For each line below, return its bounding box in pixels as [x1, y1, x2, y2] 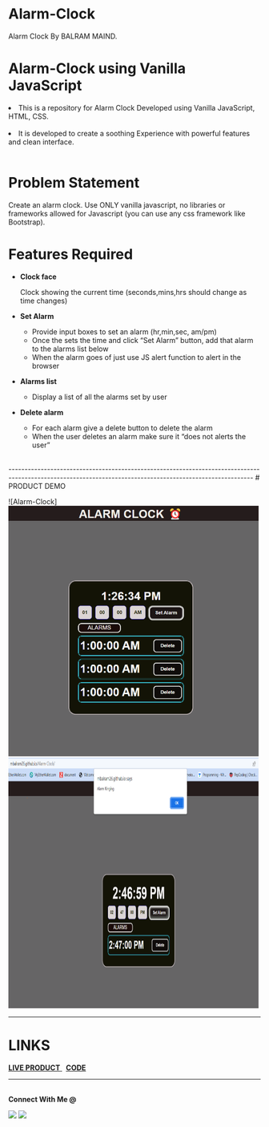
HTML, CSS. [8, 111, 50, 121]
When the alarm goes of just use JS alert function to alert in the [31, 352, 242, 362]
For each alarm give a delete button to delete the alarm [31, 422, 214, 433]
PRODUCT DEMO [8, 481, 66, 491]
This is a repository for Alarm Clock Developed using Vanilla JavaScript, [18, 103, 255, 112]
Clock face [19, 272, 58, 281]
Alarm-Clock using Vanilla [8, 59, 187, 78]
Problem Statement [8, 174, 140, 192]
